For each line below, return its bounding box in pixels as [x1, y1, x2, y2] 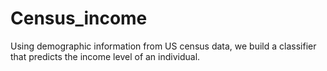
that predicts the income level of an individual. [10, 50, 201, 62]
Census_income [10, 7, 148, 30]
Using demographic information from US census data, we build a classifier [10, 40, 317, 52]
